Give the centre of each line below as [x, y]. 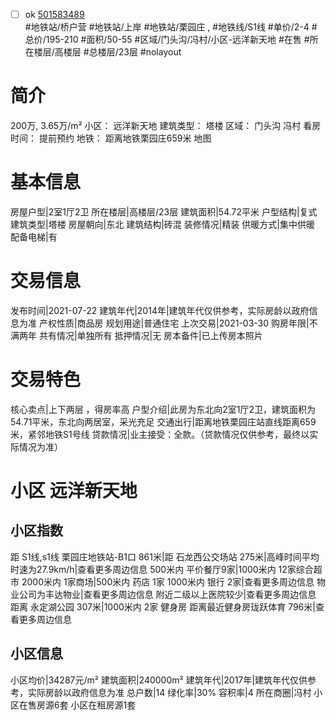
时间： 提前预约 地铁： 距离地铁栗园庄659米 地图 [111, 138]
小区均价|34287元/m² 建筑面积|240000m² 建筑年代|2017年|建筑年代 [150, 680]
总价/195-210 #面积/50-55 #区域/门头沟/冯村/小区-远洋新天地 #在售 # [167, 40]
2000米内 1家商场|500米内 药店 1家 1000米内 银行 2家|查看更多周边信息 [168, 581]
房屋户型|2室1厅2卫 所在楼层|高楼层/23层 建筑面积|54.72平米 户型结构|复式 [164, 211]
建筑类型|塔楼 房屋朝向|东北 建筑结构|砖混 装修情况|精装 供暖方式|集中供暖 [163, 224]
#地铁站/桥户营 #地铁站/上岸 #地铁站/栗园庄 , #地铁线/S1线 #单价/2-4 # [171, 27]
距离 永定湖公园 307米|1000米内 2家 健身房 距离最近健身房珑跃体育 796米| [163, 606]
